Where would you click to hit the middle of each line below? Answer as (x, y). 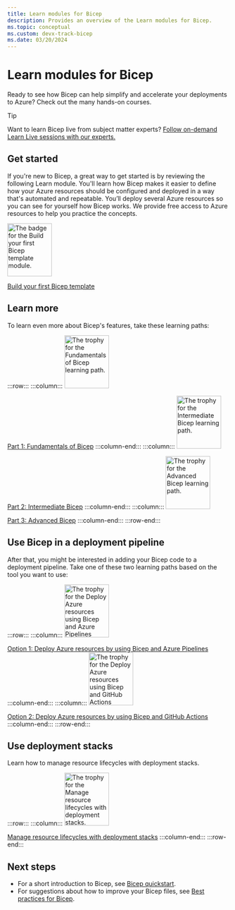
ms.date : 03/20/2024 (38, 40)
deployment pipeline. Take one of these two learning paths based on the (112, 567)
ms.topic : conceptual (39, 27)
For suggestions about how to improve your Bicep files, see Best (111, 891)
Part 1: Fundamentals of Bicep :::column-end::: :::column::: (91, 446)
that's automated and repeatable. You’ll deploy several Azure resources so (115, 198)
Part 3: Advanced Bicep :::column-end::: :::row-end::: (84, 520)
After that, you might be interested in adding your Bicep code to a (102, 559)
